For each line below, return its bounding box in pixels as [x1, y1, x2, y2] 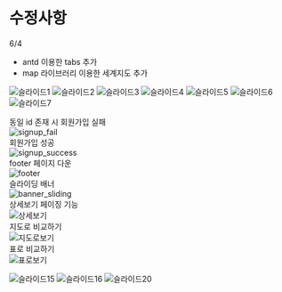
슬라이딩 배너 [9, 178, 55, 189]
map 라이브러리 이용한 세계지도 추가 [21, 68, 149, 78]
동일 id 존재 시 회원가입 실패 [9, 117, 107, 127]
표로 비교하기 [9, 243, 55, 254]
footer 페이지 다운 [9, 158, 72, 168]
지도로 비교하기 [9, 221, 62, 231]
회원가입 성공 [9, 137, 55, 148]
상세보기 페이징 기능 [9, 199, 78, 209]
